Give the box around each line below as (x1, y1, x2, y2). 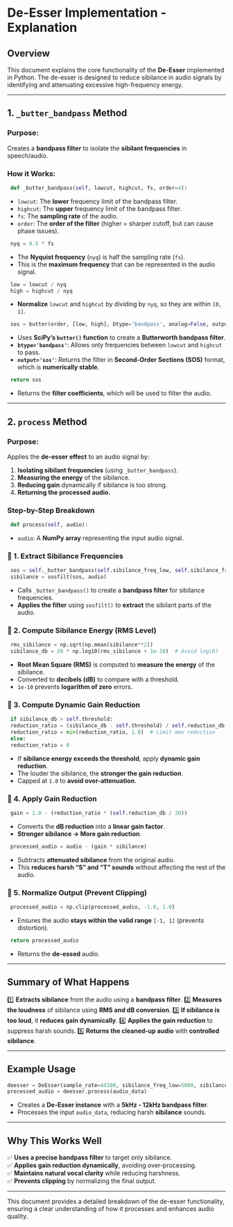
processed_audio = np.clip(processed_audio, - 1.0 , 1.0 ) (10, 903, 175, 911)
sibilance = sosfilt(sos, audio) (10, 573, 107, 580)
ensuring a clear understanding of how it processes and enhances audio (7, 1205, 214, 1213)
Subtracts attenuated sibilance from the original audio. (17, 855, 175, 864)
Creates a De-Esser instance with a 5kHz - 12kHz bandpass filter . (17, 1101, 209, 1109)
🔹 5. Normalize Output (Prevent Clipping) (7, 887, 148, 897)
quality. (7, 1212, 28, 1221)
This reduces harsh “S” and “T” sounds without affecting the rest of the (17, 863, 226, 871)
